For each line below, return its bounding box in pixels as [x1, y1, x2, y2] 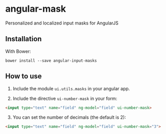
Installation [5, 35, 42, 43]
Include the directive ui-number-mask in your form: [12, 95, 117, 101]
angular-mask [5, 3, 66, 15]
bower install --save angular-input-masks [5, 58, 97, 63]
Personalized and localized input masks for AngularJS [5, 20, 119, 26]
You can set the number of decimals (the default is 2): [12, 114, 126, 120]
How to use [5, 72, 42, 81]
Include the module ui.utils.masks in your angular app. [12, 85, 130, 92]
